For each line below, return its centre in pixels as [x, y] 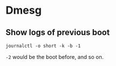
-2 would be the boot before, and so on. [55, 57]
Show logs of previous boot [58, 32]
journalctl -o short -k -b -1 [43, 46]
